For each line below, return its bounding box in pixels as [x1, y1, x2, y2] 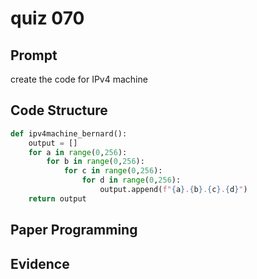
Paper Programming [10, 222, 138, 239]
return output [28, 193, 87, 204]
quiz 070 [10, 7, 85, 30]
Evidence [10, 255, 70, 272]
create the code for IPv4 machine [10, 73, 148, 85]
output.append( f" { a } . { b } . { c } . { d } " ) [99, 185, 248, 195]
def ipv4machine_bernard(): [10, 128, 128, 139]
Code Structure [10, 102, 108, 119]
